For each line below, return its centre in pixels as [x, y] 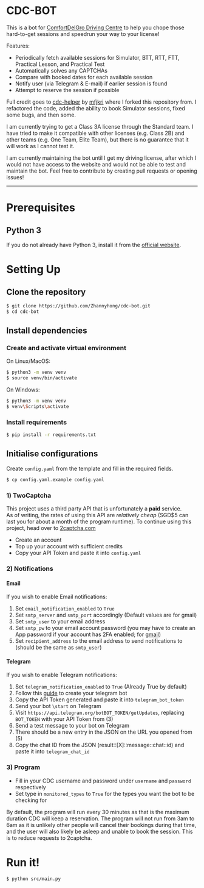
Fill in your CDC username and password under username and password [103, 781]
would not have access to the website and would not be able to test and [96, 164]
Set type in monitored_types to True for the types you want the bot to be [105, 793]
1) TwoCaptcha [29, 495]
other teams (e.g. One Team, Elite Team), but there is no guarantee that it [98, 139]
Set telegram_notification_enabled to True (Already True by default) [101, 687]
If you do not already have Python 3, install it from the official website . [94, 245]
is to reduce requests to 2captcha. [49, 838]
